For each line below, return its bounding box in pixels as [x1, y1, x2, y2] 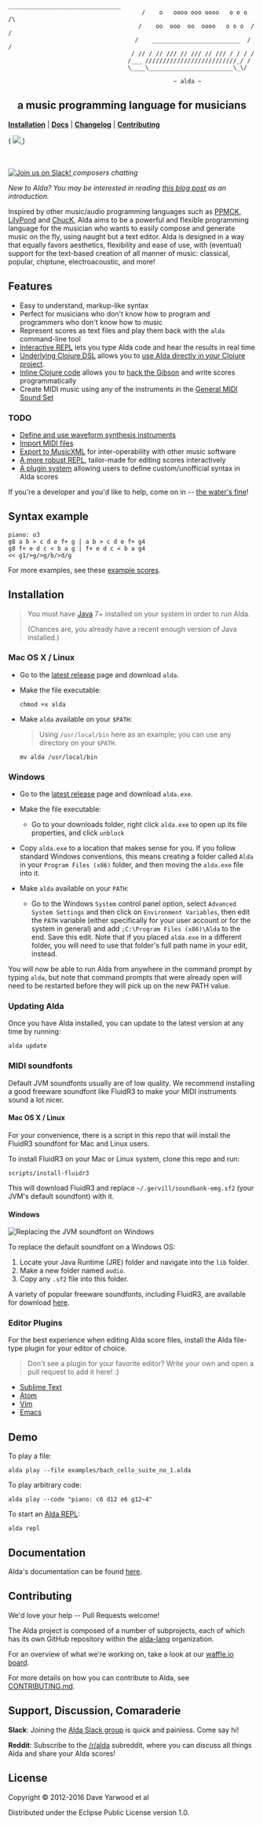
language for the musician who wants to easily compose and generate [8, 224, 236, 233]
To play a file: [8, 1451, 52, 1461]
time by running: [8, 1027, 61, 1036]
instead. [31, 949, 57, 959]
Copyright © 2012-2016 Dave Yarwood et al [8, 1792, 149, 1801]
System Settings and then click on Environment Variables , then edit [31, 907, 250, 917]
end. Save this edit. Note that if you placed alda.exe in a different [31, 933, 242, 942]
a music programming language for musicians [16, 98, 247, 113]
